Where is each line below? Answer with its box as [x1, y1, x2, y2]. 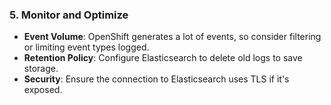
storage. [23, 63, 59, 75]
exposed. [23, 84, 63, 96]
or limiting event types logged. [23, 41, 150, 53]
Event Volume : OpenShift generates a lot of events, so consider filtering [23, 31, 322, 43]
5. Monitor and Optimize [9, 8, 129, 22]
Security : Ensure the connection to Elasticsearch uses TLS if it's [23, 73, 290, 85]
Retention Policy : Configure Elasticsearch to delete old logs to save [23, 52, 303, 64]
